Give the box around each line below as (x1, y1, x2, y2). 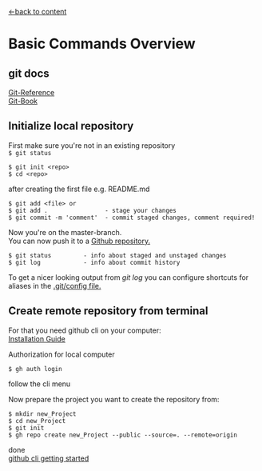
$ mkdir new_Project (8, 409, 77, 418)
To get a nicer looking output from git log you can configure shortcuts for (8, 272, 249, 282)
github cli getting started (8, 453, 89, 463)
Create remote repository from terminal (8, 304, 208, 318)
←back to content (8, 7, 67, 16)
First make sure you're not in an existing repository (8, 140, 176, 150)
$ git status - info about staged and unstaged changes (8, 251, 227, 259)
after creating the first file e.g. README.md (8, 184, 150, 194)
